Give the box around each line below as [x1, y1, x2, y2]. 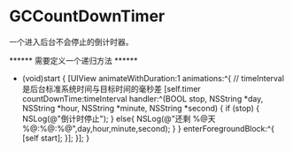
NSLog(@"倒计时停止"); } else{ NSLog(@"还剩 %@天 [21, 113, 216, 124]
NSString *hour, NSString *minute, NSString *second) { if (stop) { [21, 103, 259, 113]
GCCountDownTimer [9, 6, 166, 27]
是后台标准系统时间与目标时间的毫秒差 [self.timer [21, 83, 201, 94]
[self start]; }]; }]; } [21, 133, 90, 143]
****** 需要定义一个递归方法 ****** [9, 55, 139, 65]
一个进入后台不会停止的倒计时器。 [9, 36, 134, 47]
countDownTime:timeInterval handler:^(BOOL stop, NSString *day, [21, 93, 264, 103]
